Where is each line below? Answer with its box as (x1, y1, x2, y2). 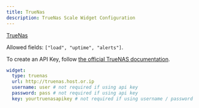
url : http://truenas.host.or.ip (12, 79, 95, 85)
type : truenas (12, 73, 48, 79)
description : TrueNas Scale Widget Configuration (6, 15, 136, 21)
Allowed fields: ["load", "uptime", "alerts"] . (6, 44, 124, 51)
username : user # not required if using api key (12, 84, 138, 91)
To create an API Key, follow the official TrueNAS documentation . (6, 55, 170, 63)
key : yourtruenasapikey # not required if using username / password (12, 96, 193, 102)
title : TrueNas (6, 9, 45, 15)
